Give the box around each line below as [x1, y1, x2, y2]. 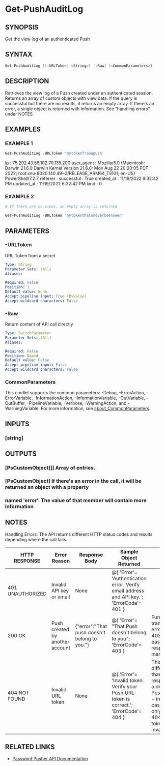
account [51, 644, 70, 651]
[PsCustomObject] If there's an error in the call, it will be [5, 477, 141, 484]
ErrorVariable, [5, 395, 33, 401]
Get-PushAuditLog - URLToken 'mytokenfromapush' [5, 151, 105, 156]
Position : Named [5, 353, 38, 358]
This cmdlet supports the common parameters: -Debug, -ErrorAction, [5, 390, 146, 396]
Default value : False [5, 358, 50, 363]
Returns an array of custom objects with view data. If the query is [5, 95, 137, 101]
